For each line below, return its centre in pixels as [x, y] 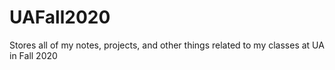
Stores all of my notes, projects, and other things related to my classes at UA [167, 45]
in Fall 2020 [33, 55]
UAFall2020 [60, 17]
